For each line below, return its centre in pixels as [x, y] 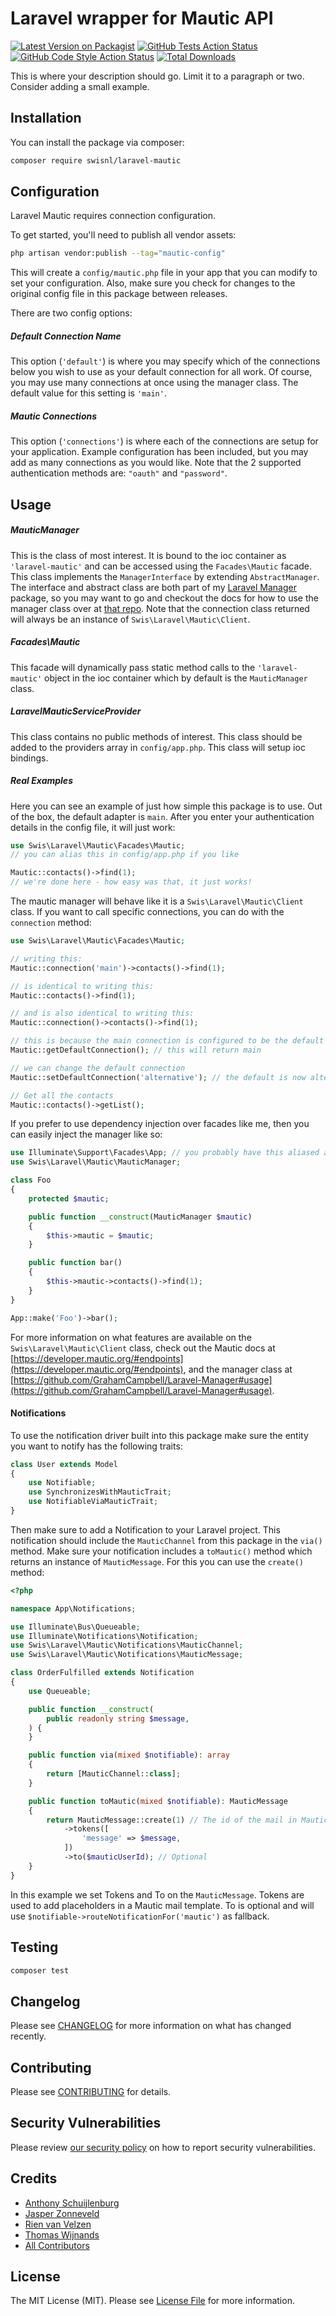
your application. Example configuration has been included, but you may [159, 452]
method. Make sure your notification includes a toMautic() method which [161, 1551]
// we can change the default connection [98, 1068]
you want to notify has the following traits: [96, 1446]
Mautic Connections [54, 416]
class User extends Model [64, 1464]
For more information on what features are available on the [131, 1337]
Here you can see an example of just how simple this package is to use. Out [166, 806]
